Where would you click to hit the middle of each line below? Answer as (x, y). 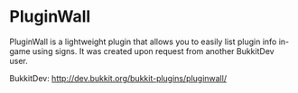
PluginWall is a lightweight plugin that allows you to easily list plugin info (143, 42)
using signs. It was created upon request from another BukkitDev (153, 51)
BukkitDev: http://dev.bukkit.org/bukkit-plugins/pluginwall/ (118, 78)
